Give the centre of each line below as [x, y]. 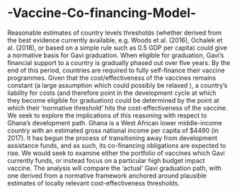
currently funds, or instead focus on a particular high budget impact [106, 160]
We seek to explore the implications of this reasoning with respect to [107, 115]
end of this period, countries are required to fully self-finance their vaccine [116, 70]
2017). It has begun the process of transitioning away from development [112, 138]
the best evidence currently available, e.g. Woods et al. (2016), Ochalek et [115, 40]
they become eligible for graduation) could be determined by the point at [113, 100]
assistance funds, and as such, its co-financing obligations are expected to [117, 145]
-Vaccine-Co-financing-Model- [102, 13]
